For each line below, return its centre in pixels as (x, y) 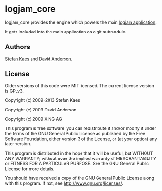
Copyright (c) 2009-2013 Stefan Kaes (42, 100)
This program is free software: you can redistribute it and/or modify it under (81, 128)
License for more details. (30, 169)
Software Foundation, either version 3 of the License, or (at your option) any (81, 139)
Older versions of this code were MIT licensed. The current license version (80, 85)
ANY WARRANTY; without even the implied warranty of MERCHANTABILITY (81, 158)
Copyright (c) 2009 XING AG (33, 119)
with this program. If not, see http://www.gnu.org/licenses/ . (64, 183)
